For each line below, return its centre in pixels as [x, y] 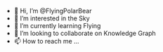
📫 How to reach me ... [46, 41]
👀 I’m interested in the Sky [52, 18]
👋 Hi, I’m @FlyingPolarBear [53, 11]
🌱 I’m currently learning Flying [57, 26]
